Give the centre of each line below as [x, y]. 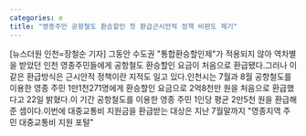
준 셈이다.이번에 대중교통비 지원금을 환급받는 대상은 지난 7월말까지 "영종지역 [145, 110]
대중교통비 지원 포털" [56, 122]
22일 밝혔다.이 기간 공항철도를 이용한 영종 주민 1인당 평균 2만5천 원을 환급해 [162, 99]
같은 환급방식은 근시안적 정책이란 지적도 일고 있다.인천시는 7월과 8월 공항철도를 [151, 76]
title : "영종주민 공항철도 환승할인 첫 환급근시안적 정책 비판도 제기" [123, 26]
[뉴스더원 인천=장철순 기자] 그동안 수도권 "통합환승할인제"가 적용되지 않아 [141, 53]
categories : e [37, 18]
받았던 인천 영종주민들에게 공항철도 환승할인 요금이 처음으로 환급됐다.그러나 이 [158, 65]
